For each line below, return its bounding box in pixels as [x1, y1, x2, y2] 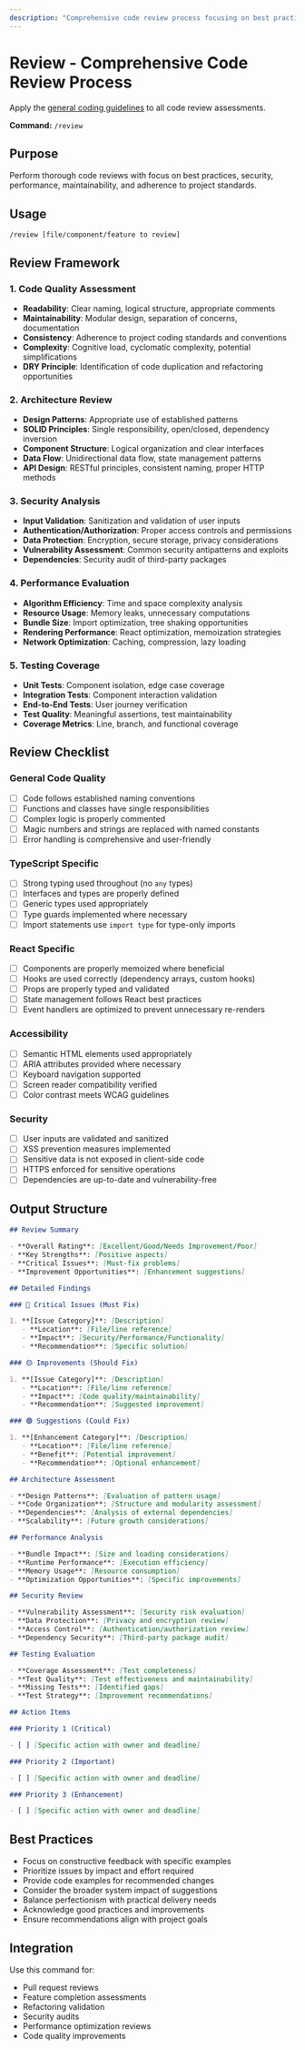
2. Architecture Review [9, 393, 113, 406]
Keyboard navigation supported [22, 1069, 142, 1080]
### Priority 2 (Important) [9, 1757, 116, 1766]
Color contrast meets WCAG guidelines [22, 1089, 170, 1100]
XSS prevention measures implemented [22, 1143, 171, 1154]
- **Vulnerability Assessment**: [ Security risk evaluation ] [9, 1608, 246, 1617]
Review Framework [9, 255, 121, 270]
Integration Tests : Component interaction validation [22, 689, 218, 701]
